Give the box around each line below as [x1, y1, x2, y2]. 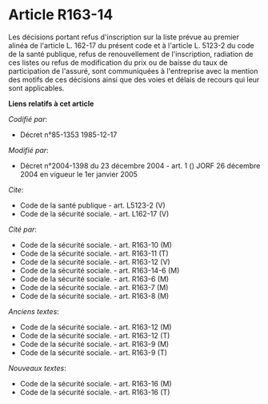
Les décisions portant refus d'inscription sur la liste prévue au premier [8, 32, 240, 42]
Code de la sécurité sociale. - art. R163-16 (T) [19, 387, 170, 397]
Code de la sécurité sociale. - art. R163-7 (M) [19, 282, 169, 292]
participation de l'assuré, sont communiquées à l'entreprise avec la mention [8, 66, 258, 75]
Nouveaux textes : [8, 363, 66, 373]
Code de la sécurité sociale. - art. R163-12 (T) [19, 330, 170, 340]
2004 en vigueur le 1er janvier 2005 [19, 169, 138, 179]
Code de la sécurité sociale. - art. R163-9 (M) [19, 339, 170, 349]
